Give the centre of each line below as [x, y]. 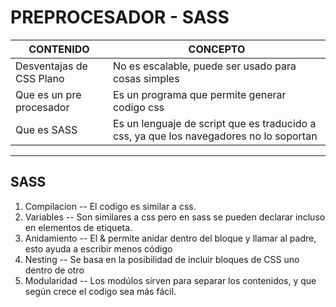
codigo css [138, 107]
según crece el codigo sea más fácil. [100, 291]
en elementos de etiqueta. [78, 227]
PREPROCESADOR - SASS [120, 17]
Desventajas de [51, 66]
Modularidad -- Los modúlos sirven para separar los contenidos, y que [170, 280]
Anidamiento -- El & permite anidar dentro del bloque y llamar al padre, [170, 238]
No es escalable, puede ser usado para [204, 66]
